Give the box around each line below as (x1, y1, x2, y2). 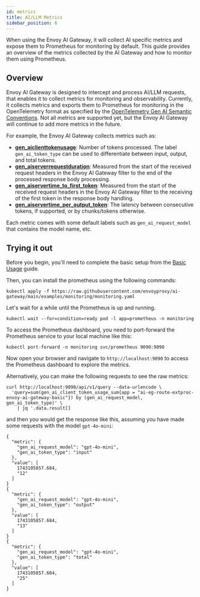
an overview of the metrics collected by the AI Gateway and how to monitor (6, 49, 192, 56)
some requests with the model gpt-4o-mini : (6, 422, 114, 429)
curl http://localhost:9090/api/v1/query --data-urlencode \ (6, 384, 162, 390)
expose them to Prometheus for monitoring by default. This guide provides (6, 43, 190, 50)
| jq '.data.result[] (17, 405, 71, 411)
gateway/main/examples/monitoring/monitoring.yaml (6, 294, 135, 300)
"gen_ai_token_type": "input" (17, 450, 93, 456)
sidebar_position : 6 (6, 20, 58, 26)
